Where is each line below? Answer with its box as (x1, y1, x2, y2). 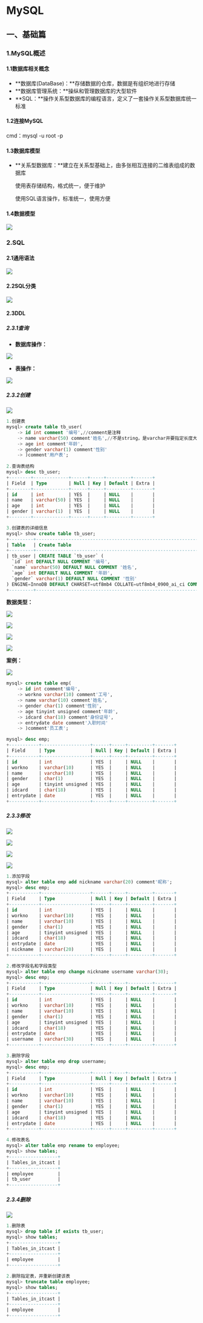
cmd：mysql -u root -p (6, 131, 63, 139)
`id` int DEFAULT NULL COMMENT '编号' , (11, 559, 111, 565)
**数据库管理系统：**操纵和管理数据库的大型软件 (14, 87, 137, 94)
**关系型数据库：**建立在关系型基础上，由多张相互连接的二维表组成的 (14, 162, 190, 169)
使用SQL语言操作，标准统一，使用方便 (14, 195, 111, 202)
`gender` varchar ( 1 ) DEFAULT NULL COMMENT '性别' (11, 575, 138, 582)
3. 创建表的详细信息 (6, 525, 48, 531)
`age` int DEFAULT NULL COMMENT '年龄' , (11, 570, 113, 576)
